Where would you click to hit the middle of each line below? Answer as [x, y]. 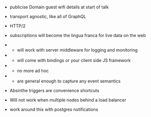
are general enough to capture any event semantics [69, 81]
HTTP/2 [18, 26]
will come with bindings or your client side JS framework [74, 60]
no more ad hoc [33, 71]
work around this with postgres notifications [54, 109]
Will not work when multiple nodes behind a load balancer [68, 100]
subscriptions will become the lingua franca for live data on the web [78, 35]
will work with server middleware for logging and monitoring [77, 50]
